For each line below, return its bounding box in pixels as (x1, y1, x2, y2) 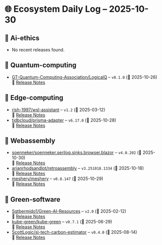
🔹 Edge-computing (4, 93, 63, 102)
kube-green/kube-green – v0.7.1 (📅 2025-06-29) (11, 219, 112, 225)
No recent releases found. (11, 47, 65, 53)
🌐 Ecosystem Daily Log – (4, 3, 108, 15)
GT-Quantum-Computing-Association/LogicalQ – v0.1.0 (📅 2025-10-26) (11, 74, 158, 80)
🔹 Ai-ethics (4, 33, 40, 42)
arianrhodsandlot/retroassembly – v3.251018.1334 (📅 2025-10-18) (11, 165, 144, 171)
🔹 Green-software (4, 195, 61, 204)
